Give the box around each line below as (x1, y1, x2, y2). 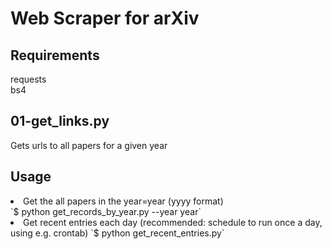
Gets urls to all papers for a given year (10, 139, 168, 151)
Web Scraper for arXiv (10, 7, 200, 30)
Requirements (10, 47, 100, 64)
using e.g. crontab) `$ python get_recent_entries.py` (10, 227, 225, 239)
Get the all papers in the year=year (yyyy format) (23, 195, 224, 207)
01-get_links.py (10, 113, 110, 130)
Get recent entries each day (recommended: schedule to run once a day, (23, 216, 323, 228)
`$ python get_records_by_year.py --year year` (10, 205, 202, 217)
